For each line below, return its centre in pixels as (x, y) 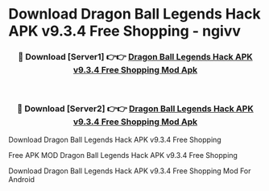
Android (21, 179)
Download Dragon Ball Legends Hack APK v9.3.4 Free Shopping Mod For (130, 171)
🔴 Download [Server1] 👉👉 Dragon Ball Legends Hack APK (135, 57)
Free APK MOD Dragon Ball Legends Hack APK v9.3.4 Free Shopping (123, 155)
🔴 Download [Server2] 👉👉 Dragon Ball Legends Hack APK (135, 109)
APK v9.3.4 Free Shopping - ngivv (125, 31)
